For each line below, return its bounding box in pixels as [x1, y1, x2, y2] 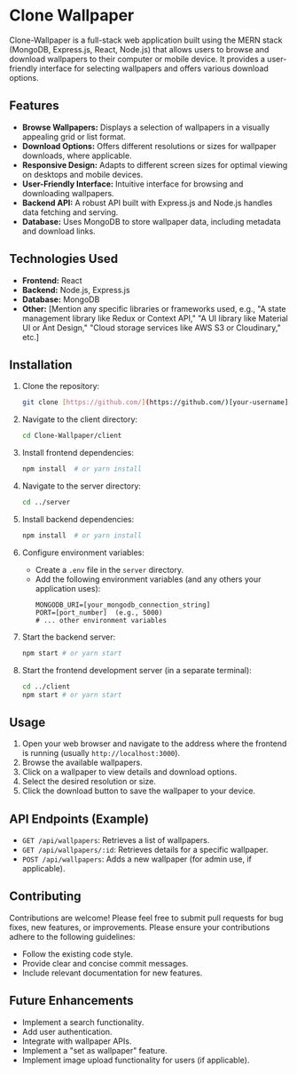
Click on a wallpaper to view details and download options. [21, 767, 238, 777]
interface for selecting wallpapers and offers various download [39, 63, 269, 74]
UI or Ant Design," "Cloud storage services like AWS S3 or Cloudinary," [21, 322, 281, 333]
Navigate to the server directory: [21, 481, 142, 491]
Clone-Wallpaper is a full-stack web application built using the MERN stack [9, 35, 283, 45]
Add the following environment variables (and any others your [35, 574, 262, 585]
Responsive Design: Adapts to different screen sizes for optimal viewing [21, 159, 288, 170]
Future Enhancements [9, 993, 135, 1008]
